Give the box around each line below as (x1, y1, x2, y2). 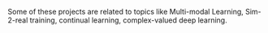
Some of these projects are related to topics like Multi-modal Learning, (7, 7, 244, 16)
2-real (7, 15, 28, 25)
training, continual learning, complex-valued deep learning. (29, 15, 228, 25)
